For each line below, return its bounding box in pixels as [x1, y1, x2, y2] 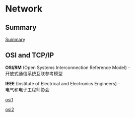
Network [5, 3, 43, 15]
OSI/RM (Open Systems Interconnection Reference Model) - [5, 64, 130, 71]
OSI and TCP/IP [5, 51, 54, 60]
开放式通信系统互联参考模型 [5, 70, 63, 76]
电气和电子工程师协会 [5, 86, 49, 92]
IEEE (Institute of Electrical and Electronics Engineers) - [5, 80, 120, 86]
